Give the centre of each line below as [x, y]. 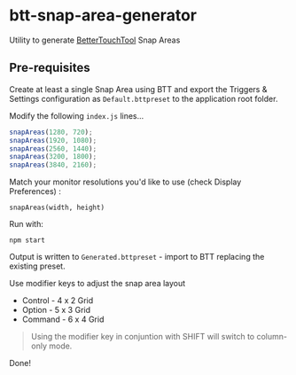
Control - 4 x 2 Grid [58, 301]
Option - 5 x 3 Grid [56, 310]
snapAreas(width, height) [57, 208]
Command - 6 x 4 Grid [63, 319]
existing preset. [37, 266]
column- [272, 337]
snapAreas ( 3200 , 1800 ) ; [53, 157]
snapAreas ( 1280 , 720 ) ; [51, 132]
